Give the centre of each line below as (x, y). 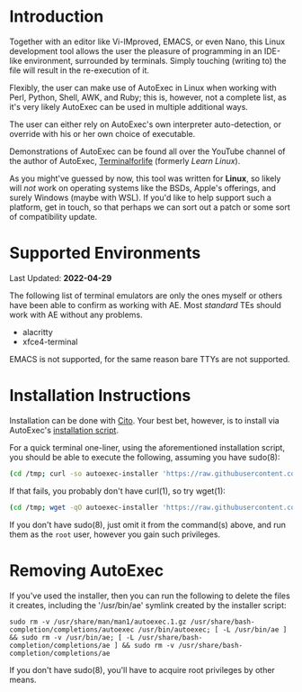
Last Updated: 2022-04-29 (61, 278)
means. (23, 679)
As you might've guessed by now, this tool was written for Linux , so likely (145, 178)
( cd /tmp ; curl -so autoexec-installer (84, 473)
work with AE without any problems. (76, 314)
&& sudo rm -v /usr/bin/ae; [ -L (72, 637)
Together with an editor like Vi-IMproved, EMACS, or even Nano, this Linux (147, 41)
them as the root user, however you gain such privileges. (115, 534)
